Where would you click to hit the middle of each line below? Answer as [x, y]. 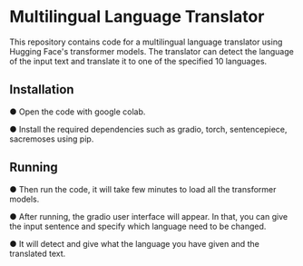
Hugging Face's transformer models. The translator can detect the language [152, 51]
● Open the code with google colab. [78, 112]
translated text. [38, 253]
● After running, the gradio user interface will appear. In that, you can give [149, 216]
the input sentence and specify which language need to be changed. [138, 226]
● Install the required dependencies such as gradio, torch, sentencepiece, [148, 129]
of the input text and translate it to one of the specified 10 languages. [138, 61]
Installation [42, 89]
